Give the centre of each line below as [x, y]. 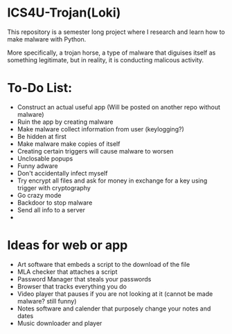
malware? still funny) [47, 301]
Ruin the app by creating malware [65, 122]
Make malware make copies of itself [69, 144]
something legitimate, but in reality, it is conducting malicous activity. [106, 59]
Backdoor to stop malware [55, 203]
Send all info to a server [51, 210]
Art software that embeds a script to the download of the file [104, 264]
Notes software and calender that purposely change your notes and [114, 308]
